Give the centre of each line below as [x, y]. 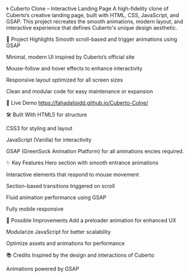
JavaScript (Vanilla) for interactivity [49, 140]
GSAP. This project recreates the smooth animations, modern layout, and [95, 21]
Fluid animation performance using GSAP [56, 197]
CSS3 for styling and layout [39, 128]
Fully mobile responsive [35, 209]
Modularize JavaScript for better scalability [58, 232]
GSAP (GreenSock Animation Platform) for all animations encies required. [95, 151]
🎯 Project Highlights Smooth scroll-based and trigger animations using [92, 39]
